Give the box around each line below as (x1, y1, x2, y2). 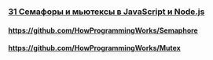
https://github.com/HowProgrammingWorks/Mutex (8, 44, 181, 53)
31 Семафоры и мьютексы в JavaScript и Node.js (8, 6, 205, 17)
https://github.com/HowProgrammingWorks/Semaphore (8, 26, 198, 35)
